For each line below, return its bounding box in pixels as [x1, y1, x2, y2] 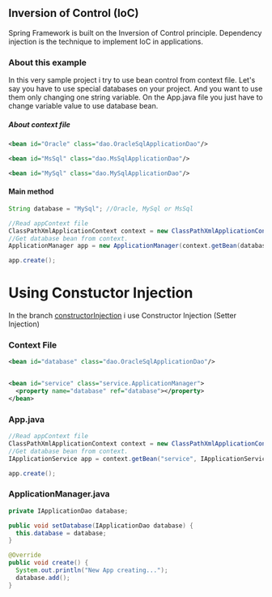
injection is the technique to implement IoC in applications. [8, 36, 204, 46]
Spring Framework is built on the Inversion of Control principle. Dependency [8, 28, 262, 37]
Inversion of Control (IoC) [8, 6, 139, 20]
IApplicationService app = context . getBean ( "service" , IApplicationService [8, 454, 270, 463]
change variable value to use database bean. [8, 101, 159, 111]
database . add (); [15, 574, 70, 582]
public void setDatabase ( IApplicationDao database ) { [8, 522, 194, 530]
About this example [8, 57, 87, 68]
